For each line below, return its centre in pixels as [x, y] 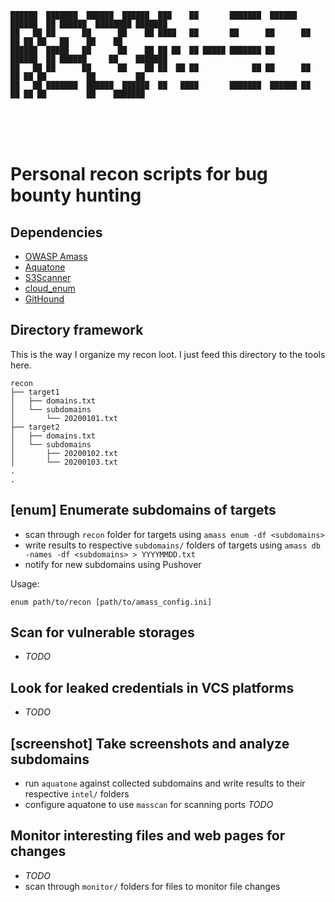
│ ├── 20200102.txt [64, 453]
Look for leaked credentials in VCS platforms [152, 687]
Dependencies [56, 232]
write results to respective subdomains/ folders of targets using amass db [172, 545]
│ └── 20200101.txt [64, 418]
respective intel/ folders [77, 794]
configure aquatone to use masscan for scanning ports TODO [149, 805]
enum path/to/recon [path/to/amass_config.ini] [111, 602]
